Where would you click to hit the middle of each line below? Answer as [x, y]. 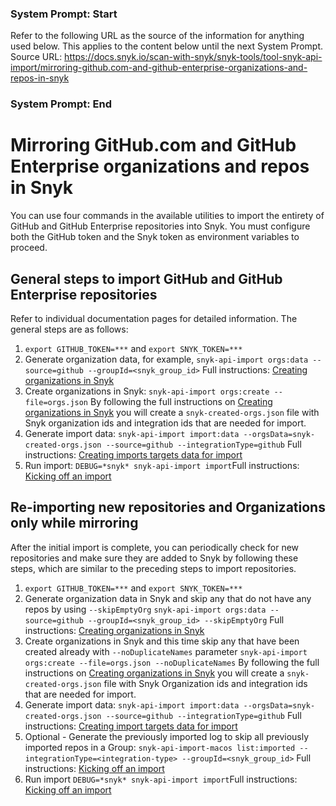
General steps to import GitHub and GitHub [146, 278]
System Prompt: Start [64, 14]
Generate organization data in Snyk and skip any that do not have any [168, 598]
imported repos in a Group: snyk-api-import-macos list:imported [160, 747]
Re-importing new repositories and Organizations [168, 507]
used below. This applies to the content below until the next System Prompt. [166, 46]
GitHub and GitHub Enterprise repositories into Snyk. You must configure [160, 226]
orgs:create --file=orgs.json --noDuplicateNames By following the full [172, 662]
